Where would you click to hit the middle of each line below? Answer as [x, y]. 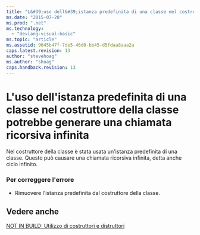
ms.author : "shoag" [30, 62]
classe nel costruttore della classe [93, 110]
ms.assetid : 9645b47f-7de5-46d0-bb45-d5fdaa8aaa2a [70, 45]
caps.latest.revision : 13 [38, 51]
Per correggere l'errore [40, 180]
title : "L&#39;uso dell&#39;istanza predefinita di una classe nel [92, 12]
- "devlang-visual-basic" [44, 34]
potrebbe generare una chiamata [89, 122]
